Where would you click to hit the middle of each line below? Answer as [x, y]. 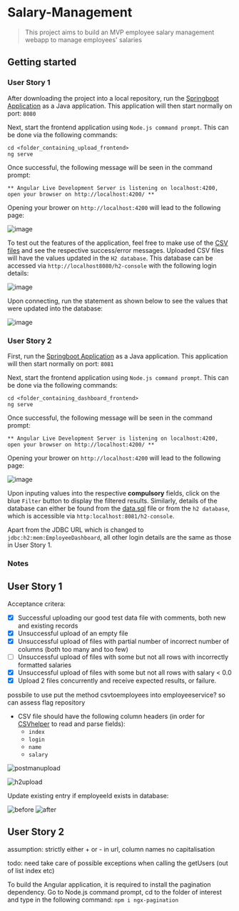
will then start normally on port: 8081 [61, 363]
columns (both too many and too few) [73, 649]
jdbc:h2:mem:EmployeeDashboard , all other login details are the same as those [119, 537]
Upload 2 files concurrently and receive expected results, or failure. [117, 680]
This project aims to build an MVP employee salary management [119, 32]
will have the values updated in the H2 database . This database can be [110, 258]
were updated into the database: [55, 308]
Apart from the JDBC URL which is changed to [76, 530]
